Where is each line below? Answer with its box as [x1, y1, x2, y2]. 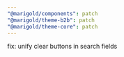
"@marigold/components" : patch [7, 10, 98, 17]
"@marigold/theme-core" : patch [7, 23, 98, 30]
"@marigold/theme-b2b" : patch [7, 17, 95, 24]
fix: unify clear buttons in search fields [7, 42, 118, 51]
